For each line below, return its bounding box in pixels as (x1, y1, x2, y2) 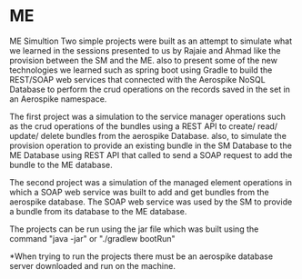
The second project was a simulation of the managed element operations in (9, 176, 293, 187)
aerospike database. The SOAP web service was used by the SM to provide (9, 196, 293, 207)
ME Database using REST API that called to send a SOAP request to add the (9, 149, 293, 160)
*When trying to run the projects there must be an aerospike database (9, 251, 274, 262)
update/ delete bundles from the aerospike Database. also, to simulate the (9, 130, 287, 141)
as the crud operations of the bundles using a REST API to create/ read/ (9, 120, 278, 132)
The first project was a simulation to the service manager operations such (9, 111, 287, 122)
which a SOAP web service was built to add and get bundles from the (9, 186, 270, 197)
